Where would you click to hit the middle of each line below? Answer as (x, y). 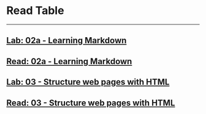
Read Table (35, 11)
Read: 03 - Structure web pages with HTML (91, 103)
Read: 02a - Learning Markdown (69, 61)
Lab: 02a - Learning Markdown (67, 41)
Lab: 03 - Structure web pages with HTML (88, 82)
